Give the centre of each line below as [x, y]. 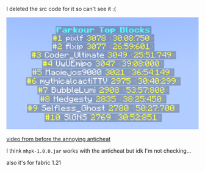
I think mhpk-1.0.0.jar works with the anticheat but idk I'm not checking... [99, 151]
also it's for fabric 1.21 [34, 163]
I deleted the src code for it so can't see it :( [61, 9]
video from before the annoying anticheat [59, 139]
